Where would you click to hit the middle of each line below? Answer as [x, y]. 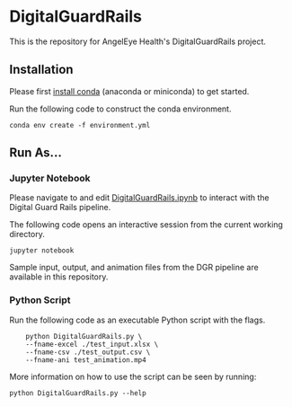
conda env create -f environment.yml [80, 125]
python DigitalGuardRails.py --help [78, 393]
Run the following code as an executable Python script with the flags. [137, 320]
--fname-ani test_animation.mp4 [86, 360]
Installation [41, 70]
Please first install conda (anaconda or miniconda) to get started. [129, 91]
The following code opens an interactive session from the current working [146, 225]
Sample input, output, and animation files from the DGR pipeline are [134, 268]
